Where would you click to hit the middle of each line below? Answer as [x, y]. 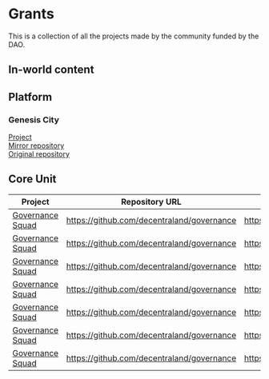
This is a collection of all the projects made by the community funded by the [134, 36]
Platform [30, 97]
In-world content [51, 70]
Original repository [39, 154]
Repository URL [151, 201]
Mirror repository [36, 146]
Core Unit [32, 180]
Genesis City [34, 119]
